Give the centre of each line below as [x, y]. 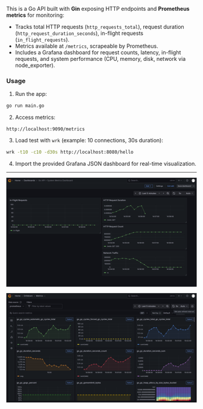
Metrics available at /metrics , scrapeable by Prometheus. [86, 46]
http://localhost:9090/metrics [46, 129]
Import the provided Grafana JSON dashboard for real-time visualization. [105, 164]
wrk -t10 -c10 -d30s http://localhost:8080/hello [70, 152]
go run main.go [25, 106]
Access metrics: [35, 118]
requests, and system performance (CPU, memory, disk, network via [100, 59]
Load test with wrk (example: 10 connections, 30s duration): [89, 141]
